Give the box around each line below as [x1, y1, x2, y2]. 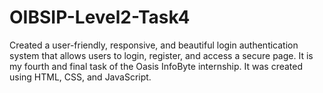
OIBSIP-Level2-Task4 [9, 6, 191, 29]
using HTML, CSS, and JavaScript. [9, 71, 152, 83]
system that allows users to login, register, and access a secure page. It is [9, 49, 314, 61]
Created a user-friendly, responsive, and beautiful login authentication [9, 39, 299, 51]
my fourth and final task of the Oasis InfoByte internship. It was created [9, 60, 304, 72]
